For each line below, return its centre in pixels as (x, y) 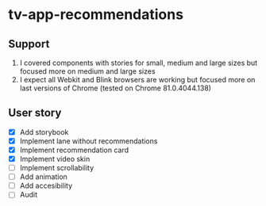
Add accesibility (46, 186)
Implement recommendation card (74, 150)
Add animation (43, 177)
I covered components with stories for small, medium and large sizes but (139, 63)
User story (35, 113)
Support (29, 44)
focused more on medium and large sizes (88, 71)
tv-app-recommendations (96, 15)
